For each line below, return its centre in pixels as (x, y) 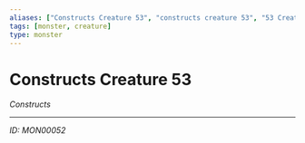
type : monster (36, 34)
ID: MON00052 (38, 130)
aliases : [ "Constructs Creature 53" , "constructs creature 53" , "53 (142, 18)
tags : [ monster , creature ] (60, 26)
